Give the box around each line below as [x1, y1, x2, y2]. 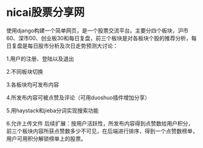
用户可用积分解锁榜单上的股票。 [6, 135, 86, 142]
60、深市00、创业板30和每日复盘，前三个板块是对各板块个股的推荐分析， [6, 34, 191, 41]
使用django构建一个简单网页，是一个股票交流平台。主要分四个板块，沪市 [6, 27, 189, 34]
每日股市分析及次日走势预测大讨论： [27, 42, 119, 49]
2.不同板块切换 [6, 68, 44, 75]
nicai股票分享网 [6, 5, 85, 19]
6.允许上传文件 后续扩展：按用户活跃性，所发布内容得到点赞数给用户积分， [6, 119, 194, 127]
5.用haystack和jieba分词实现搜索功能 [6, 107, 99, 114]
